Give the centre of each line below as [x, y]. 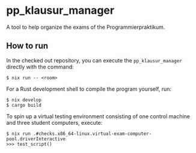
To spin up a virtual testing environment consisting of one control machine [98, 116]
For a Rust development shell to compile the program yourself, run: [89, 89]
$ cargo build [24, 105]
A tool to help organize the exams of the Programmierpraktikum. [86, 27]
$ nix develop [24, 100]
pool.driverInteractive [36, 139]
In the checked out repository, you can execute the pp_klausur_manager [94, 60]
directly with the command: [40, 67]
